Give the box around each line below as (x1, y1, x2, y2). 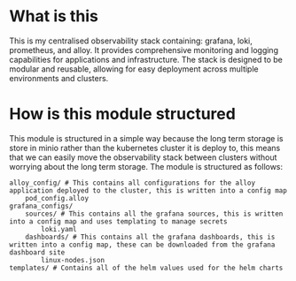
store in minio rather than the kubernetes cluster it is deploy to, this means (9, 142, 281, 153)
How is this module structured (9, 104, 237, 125)
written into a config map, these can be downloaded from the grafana (9, 240, 276, 249)
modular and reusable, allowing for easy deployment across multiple (9, 64, 259, 74)
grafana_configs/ (9, 201, 74, 210)
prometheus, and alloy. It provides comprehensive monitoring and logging (9, 44, 279, 55)
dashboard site (9, 247, 66, 257)
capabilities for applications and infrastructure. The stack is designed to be (9, 54, 284, 65)
